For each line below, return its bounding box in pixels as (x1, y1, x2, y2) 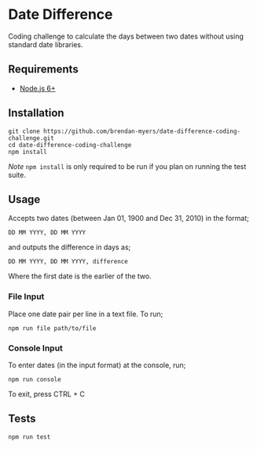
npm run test (8, 432, 51, 441)
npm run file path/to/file (8, 324, 97, 332)
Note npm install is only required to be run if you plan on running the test (8, 161, 247, 171)
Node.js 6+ (19, 83, 57, 93)
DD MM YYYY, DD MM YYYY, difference (8, 258, 128, 266)
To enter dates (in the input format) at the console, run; (8, 360, 186, 370)
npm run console (8, 375, 61, 383)
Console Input (8, 342, 63, 353)
